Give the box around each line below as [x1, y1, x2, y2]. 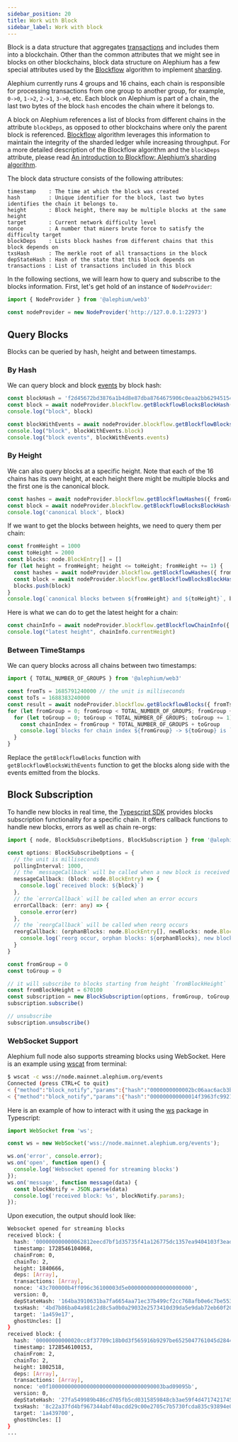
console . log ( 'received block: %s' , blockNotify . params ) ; [13, 1192, 186, 1199]
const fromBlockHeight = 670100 [7, 987, 103, 994]
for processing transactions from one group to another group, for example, [7, 86, 225, 96]
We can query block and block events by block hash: [7, 381, 161, 390]
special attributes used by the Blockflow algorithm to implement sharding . [7, 65, 222, 74]
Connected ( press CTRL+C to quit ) [7, 1079, 110, 1087]
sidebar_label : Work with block [7, 23, 103, 30]
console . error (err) [20, 908, 78, 916]
